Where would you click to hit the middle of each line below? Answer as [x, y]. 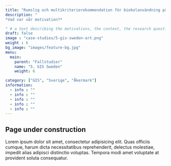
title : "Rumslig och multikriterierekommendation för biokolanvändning [83, 10]
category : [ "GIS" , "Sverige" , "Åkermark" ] [51, 80]
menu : [11, 52]
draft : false [19, 34]
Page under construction [46, 130]
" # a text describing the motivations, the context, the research [78, 29]
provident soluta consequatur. [37, 158]
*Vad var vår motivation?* [34, 19]
